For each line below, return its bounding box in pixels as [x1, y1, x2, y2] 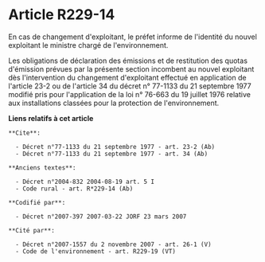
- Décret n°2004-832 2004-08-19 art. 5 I [15, 178, 155, 186]
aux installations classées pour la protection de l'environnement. [8, 98, 220, 108]
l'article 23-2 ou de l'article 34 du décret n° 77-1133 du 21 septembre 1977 [8, 81, 252, 91]
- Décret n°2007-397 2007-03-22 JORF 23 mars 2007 [15, 213, 187, 221]
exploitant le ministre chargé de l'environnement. [8, 40, 169, 49]
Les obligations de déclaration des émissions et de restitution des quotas [8, 56, 248, 65]
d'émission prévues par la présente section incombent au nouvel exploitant [8, 64, 255, 73]
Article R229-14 [8, 6, 115, 24]
